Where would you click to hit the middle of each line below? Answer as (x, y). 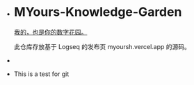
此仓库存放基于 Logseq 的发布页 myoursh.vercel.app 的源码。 (102, 46)
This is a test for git (41, 74)
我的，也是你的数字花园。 (50, 32)
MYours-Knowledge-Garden (98, 12)
